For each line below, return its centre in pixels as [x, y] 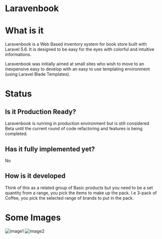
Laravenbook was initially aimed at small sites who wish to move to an [74, 64]
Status [19, 94]
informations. [18, 54]
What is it [24, 31]
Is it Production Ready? [41, 111]
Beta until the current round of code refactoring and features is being [74, 129]
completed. [16, 134]
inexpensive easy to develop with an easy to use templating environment [77, 69]
